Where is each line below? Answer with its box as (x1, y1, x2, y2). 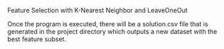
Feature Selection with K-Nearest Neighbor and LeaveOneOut (7, 6, 188, 14)
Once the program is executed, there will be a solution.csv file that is (7, 20, 208, 28)
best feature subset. (7, 35, 66, 43)
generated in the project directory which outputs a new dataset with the (7, 28, 218, 36)
